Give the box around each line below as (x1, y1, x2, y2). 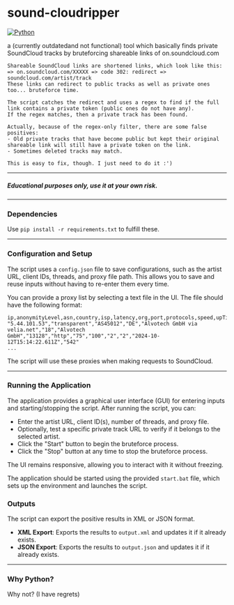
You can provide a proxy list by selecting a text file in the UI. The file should (7, 293, 224, 301)
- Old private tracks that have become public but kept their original (7, 135, 219, 142)
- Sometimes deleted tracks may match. (7, 148, 123, 155)
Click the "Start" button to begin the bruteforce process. (17, 439, 179, 447)
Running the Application (7, 381, 91, 390)
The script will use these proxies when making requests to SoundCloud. (7, 357, 214, 365)
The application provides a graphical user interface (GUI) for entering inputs (7, 396, 225, 405)
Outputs (7, 498, 36, 508)
